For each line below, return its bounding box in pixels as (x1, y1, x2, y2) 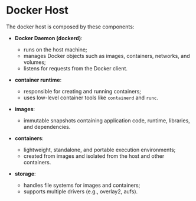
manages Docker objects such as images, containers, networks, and (23, 52, 190, 59)
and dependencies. (23, 123, 71, 130)
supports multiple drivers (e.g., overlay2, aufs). (23, 187, 138, 195)
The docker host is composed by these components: (6, 23, 135, 30)
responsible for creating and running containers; (23, 87, 142, 95)
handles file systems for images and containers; (23, 181, 141, 189)
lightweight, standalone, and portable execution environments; (23, 146, 176, 153)
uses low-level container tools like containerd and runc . (23, 94, 158, 101)
